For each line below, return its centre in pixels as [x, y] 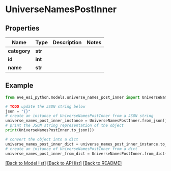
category [19, 51]
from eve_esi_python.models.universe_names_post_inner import [73, 97]
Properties [22, 28]
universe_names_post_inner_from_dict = [48, 154]
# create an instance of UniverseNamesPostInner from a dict [72, 149]
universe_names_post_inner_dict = [42, 144]
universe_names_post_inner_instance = [46, 121]
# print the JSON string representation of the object [65, 126]
